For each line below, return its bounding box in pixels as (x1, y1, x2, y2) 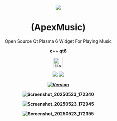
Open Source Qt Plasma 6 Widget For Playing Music (4, 38, 112, 44)
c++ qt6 (50, 48, 67, 54)
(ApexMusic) (31, 22, 86, 33)
